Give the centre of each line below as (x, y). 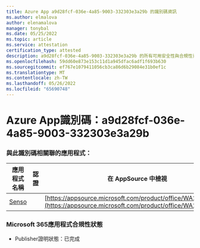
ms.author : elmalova (32, 17)
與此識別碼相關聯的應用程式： (49, 153)
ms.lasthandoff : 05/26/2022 (41, 84)
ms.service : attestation (37, 45)
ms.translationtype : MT (36, 73)
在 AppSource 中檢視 (137, 179)
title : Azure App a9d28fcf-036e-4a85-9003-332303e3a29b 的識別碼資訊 (91, 12)
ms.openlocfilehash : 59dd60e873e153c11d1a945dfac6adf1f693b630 (86, 61)
